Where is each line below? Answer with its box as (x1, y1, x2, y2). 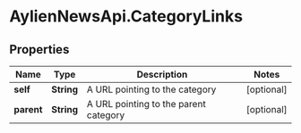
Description (136, 69, 188, 80)
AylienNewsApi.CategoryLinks (9, 6, 244, 27)
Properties (9, 42, 70, 57)
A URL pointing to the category (86, 83, 217, 96)
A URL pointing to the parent (86, 98, 206, 110)
